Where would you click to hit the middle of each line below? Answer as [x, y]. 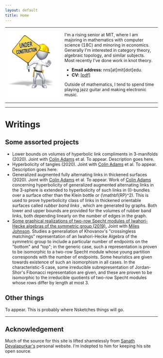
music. [71, 95]
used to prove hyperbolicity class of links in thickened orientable [77, 200]
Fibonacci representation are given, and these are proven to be [89, 272]
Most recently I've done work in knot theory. [109, 61]
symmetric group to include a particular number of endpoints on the [80, 241]
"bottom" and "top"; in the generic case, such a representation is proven [84, 247]
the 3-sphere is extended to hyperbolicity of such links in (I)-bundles [81, 190]
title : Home [17, 15]
